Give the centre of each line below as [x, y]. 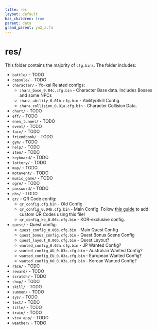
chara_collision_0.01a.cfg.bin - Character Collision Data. [78, 106]
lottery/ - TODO [29, 163]
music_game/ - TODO [32, 178]
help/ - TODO [26, 147]
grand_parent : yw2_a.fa [29, 28]
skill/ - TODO [27, 287]
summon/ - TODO [28, 292]
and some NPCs [35, 95]
